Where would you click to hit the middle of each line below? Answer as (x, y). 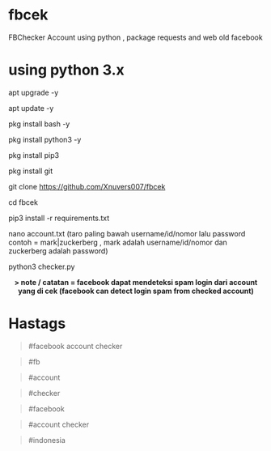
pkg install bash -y (39, 124)
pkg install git (31, 171)
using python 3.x (67, 70)
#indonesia (47, 440)
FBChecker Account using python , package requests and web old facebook (135, 37)
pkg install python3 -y (45, 139)
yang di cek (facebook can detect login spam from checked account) (136, 291)
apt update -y (31, 108)
